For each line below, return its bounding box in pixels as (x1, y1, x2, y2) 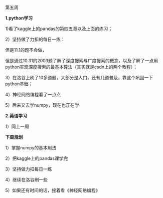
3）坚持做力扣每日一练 (5, 166, 52, 172)
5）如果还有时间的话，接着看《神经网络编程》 (5, 187, 100, 193)
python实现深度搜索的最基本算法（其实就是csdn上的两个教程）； (5, 64, 138, 70)
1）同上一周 (5, 123, 29, 129)
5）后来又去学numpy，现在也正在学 (5, 102, 79, 108)
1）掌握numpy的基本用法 (5, 145, 57, 150)
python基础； (5, 81, 33, 87)
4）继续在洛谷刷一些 (5, 177, 48, 182)
